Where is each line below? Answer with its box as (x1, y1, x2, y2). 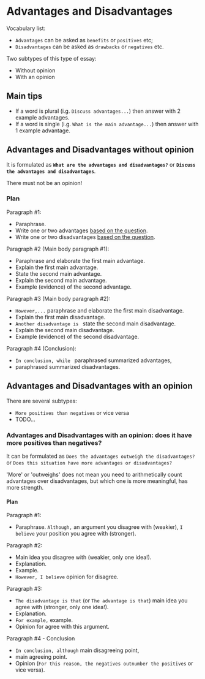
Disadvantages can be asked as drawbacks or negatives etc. (15, 43, 164, 50)
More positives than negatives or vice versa (15, 409, 130, 416)
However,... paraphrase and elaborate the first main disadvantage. (15, 306, 184, 314)
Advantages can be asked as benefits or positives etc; (15, 36, 153, 44)
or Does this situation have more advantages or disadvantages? (6, 458, 173, 466)
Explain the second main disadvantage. (15, 326, 114, 333)
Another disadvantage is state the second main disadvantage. (15, 320, 176, 327)
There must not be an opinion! (6, 179, 83, 186)
